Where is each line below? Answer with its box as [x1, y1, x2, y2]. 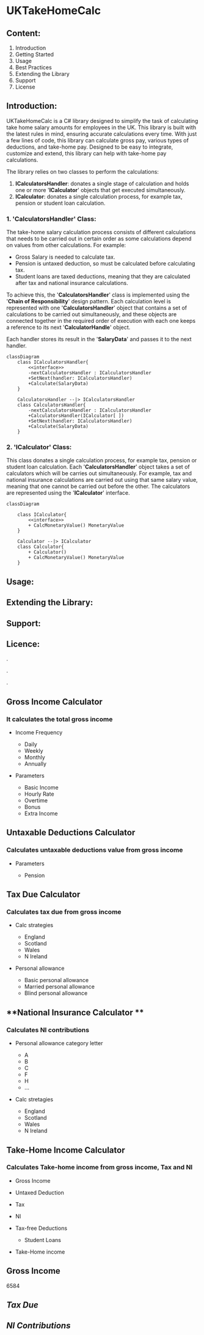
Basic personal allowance [24, 977, 89, 984]
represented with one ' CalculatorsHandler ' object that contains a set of [6, 304, 188, 312]
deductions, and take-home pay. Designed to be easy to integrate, [6, 143, 173, 150]
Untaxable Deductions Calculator [6, 827, 136, 838]
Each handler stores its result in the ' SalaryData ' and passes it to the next [6, 336, 192, 343]
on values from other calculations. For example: [6, 242, 126, 249]
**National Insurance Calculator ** [6, 1007, 144, 1018]
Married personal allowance [24, 983, 95, 991]
